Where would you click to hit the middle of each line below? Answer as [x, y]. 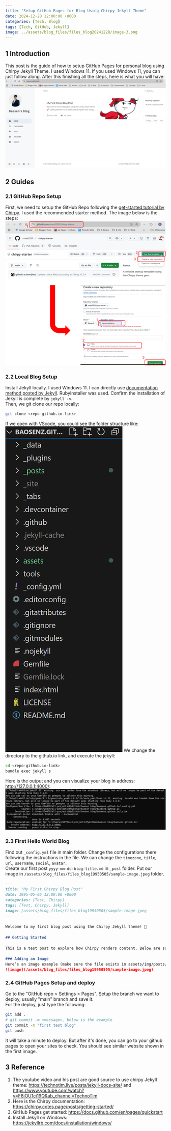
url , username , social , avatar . [36, 863]
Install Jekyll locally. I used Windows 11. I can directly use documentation [82, 388]
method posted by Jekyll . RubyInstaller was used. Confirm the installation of [85, 393]
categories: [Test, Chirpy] [35, 900]
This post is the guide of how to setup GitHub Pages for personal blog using [85, 66]
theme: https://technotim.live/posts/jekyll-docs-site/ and [72, 1085]
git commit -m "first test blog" [41, 1026]
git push [15, 1031]
